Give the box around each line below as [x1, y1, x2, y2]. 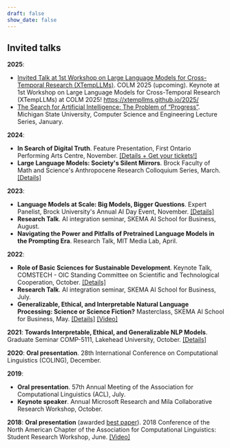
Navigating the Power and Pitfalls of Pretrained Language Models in [17, 230, 215, 238]
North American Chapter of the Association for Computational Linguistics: [7, 425, 217, 434]
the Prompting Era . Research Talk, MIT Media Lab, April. [17, 237, 178, 245]
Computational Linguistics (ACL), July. [17, 390, 126, 398]
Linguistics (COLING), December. [7, 356, 102, 365]
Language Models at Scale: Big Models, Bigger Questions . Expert [17, 201, 207, 209]
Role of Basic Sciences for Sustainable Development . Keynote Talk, [17, 263, 212, 272]
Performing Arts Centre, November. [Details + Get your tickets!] [17, 152, 198, 160]
